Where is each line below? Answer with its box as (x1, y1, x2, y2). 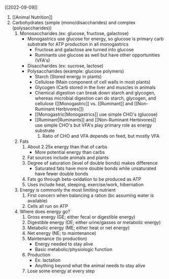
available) (27, 198, 48, 204)
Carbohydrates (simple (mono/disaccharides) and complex (12, 20, 136, 25)
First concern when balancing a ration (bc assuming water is (27, 193, 154, 198)
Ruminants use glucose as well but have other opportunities (35, 52, 160, 58)
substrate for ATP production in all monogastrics (27, 41, 129, 47)
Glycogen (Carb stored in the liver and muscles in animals (35, 84, 156, 90)
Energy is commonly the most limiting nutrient (19, 187, 116, 193)
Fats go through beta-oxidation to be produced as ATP (27, 176, 142, 182)
